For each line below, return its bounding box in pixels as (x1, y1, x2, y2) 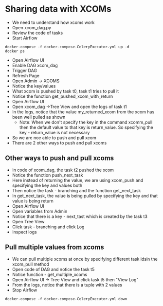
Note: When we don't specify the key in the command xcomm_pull (19, 119, 153, 125)
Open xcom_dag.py (12, 24, 52, 30)
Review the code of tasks (12, 30, 63, 36)
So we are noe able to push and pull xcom (12, 135, 96, 141)
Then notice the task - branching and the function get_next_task (12, 187, 141, 193)
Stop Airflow (12, 287, 37, 293)
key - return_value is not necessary (19, 129, 90, 135)
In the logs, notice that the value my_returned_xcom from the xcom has (12, 108, 155, 115)
